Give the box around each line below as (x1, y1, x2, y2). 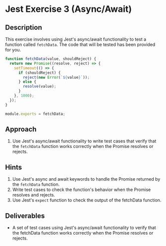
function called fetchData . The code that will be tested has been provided (5, 42, 156, 48)
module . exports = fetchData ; (5, 111, 65, 116)
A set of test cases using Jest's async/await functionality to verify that (12, 224, 156, 231)
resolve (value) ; (23, 84, 56, 89)
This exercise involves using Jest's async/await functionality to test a (5, 36, 147, 42)
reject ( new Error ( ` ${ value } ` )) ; (23, 75, 90, 80)
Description (5, 23, 42, 32)
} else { (18, 79, 37, 85)
